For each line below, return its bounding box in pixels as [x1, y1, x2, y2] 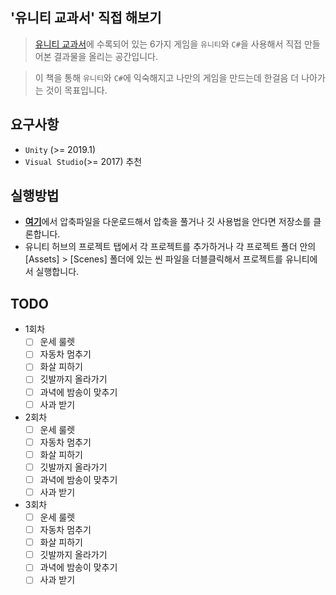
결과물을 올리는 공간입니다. [53, 50, 158, 62]
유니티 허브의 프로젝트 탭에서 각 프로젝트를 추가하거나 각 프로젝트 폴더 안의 [24, 241, 317, 253]
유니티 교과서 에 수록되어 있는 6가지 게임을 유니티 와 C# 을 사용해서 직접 [34, 38, 302, 50]
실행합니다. [35, 266, 80, 278]
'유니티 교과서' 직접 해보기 [10, 9, 162, 27]
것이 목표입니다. [45, 84, 108, 96]
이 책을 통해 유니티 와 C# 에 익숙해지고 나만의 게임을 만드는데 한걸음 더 [34, 71, 300, 83]
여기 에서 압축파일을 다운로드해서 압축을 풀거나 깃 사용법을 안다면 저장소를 [24, 216, 312, 228]
